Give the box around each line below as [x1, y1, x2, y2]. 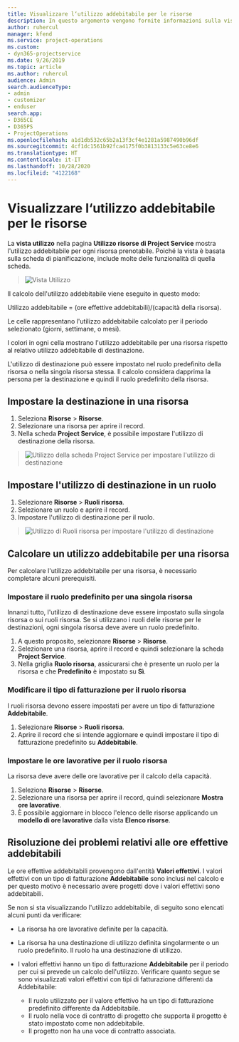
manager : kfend [7, 30, 53, 38]
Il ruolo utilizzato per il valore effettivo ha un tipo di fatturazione [28, 996, 214, 1005]
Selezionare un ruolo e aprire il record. [17, 505, 130, 514]
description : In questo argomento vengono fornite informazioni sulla [7, 17, 221, 24]
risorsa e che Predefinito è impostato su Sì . [17, 667, 146, 676]
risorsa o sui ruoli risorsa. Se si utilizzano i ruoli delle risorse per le [7, 616, 201, 624]
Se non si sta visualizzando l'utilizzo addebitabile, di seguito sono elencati [7, 903, 224, 912]
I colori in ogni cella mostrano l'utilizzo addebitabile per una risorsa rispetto [7, 338, 228, 346]
